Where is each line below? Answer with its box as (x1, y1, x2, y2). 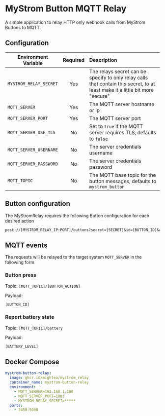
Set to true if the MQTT (89, 123, 143, 130)
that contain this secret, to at (89, 80, 155, 87)
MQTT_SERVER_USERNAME (7, 147, 58, 152)
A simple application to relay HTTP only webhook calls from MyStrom (5, 19, 146, 25)
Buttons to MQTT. (5, 24, 41, 30)
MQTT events (5, 241, 48, 249)
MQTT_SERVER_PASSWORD (7, 161, 58, 167)
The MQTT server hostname (89, 101, 155, 108)
